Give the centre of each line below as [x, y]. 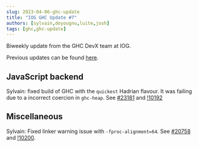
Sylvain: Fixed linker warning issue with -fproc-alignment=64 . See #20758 [98, 131]
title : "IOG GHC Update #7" [42, 18]
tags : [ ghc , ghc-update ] [36, 29]
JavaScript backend [45, 77]
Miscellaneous [35, 116]
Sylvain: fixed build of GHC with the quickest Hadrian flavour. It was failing [99, 91]
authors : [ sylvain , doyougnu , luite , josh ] [58, 23]
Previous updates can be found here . [52, 57]
